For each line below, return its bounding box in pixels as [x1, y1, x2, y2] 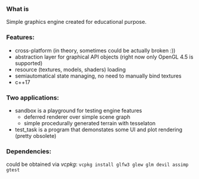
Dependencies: [6, 147, 52, 155]
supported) [14, 59, 43, 67]
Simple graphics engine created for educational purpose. [6, 18, 147, 26]
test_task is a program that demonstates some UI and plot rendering [14, 126, 183, 133]
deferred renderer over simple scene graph [23, 113, 130, 121]
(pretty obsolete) [14, 132, 57, 139]
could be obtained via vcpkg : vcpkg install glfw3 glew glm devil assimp [6, 161, 189, 168]
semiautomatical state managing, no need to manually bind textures [14, 72, 182, 79]
